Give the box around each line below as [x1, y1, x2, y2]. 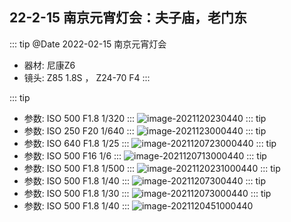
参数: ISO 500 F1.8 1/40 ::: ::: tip [23, 174, 267, 187]
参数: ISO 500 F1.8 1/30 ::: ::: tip [23, 187, 272, 199]
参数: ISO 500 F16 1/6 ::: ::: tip [23, 149, 267, 162]
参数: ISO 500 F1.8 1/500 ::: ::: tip [23, 162, 281, 174]
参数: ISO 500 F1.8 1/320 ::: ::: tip [23, 112, 267, 124]
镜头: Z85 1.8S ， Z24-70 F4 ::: [23, 71, 151, 83]
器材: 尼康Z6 [23, 59, 76, 71]
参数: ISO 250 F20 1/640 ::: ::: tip [23, 124, 267, 137]
